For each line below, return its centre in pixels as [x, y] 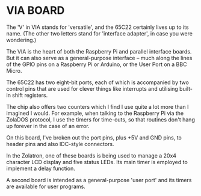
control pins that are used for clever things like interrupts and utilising [92, 88]
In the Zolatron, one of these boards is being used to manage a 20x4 [91, 155]
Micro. [14, 70]
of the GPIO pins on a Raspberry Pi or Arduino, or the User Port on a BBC [97, 64]
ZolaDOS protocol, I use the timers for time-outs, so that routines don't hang [101, 119]
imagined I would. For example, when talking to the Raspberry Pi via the [95, 113]
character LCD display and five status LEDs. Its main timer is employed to [97, 162]
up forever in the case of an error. [48, 126]
